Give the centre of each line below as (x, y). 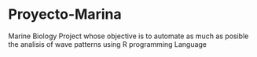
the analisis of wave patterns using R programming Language (107, 44)
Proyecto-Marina (65, 14)
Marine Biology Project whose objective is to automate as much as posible (128, 36)
